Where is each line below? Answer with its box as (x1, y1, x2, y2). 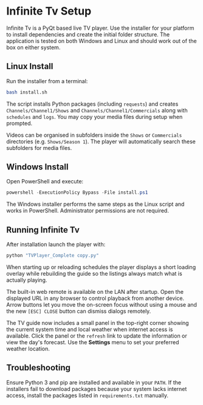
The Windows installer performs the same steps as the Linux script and (6, 200, 185, 208)
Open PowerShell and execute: (6, 178, 84, 185)
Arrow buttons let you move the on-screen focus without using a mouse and (6, 301, 198, 308)
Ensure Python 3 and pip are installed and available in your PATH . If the (6, 378, 181, 386)
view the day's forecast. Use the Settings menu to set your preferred (6, 339, 179, 345)
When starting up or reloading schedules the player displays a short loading (6, 264, 196, 271)
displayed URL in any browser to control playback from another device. (6, 294, 184, 302)
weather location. (6, 345, 50, 352)
